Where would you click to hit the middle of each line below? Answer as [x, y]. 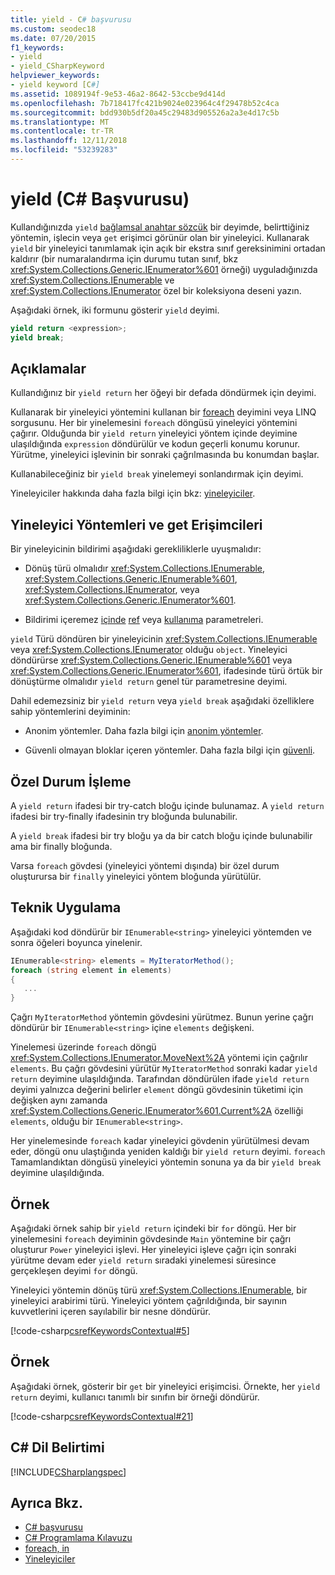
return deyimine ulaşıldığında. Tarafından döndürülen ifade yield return [160, 1079]
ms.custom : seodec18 [53, 29]
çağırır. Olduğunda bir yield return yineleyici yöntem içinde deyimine [154, 433]
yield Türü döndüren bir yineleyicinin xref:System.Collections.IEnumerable [164, 639]
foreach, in [47, 1548]
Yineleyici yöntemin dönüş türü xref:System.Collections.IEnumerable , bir [159, 1290]
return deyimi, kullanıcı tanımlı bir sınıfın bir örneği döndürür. [135, 1397]
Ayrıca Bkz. [47, 1503]
